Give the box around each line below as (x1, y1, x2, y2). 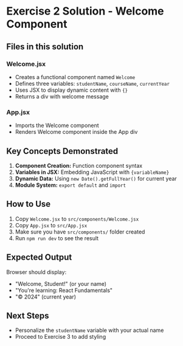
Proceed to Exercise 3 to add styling (15, 333, 106, 341)
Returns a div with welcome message (15, 92, 109, 100)
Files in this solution (6, 41, 84, 52)
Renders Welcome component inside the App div (15, 128, 138, 136)
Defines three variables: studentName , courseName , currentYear (15, 80, 170, 87)
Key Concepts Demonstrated (6, 146, 119, 156)
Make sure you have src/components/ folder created (15, 228, 145, 235)
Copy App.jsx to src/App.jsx (15, 221, 88, 229)
